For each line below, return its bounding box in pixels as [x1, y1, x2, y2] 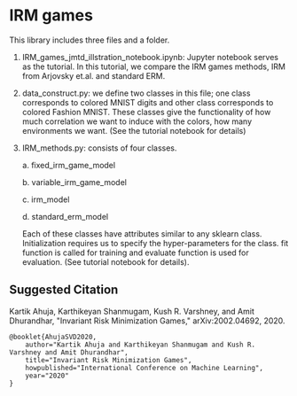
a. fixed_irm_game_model [21, 159, 116, 170]
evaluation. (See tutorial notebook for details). [21, 256, 190, 267]
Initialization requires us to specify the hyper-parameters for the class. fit [21, 237, 289, 248]
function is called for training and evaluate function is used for [21, 247, 250, 258]
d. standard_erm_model [21, 211, 109, 221]
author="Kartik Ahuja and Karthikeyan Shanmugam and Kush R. [25, 340, 255, 349]
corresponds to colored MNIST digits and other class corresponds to [21, 97, 274, 107]
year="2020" [25, 371, 69, 380]
